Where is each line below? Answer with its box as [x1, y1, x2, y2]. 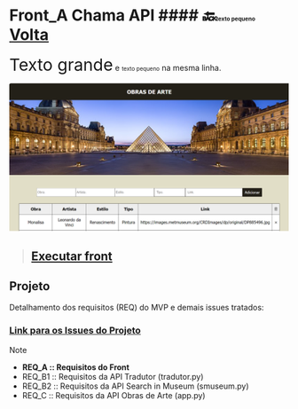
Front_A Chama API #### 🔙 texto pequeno [9, 5, 255, 26]
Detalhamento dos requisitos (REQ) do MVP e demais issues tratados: [9, 303, 264, 313]
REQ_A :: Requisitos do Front [21, 361, 130, 373]
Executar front [30, 248, 113, 263]
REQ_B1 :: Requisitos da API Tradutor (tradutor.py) [21, 371, 204, 381]
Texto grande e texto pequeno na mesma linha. [9, 54, 222, 75]
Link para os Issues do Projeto [9, 325, 142, 337]
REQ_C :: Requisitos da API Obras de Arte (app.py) [21, 389, 206, 400]
